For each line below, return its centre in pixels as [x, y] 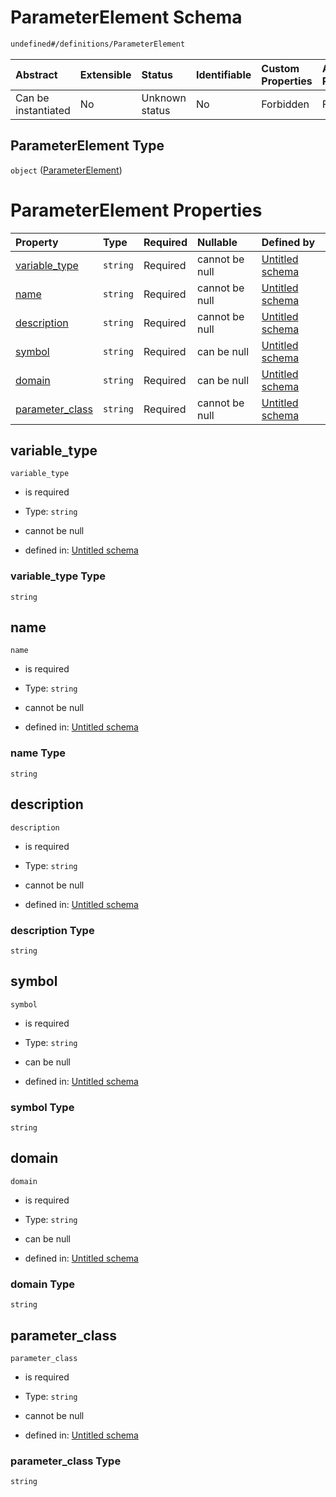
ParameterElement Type [87, 146]
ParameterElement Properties [136, 210]
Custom [280, 68]
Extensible [105, 74]
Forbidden [285, 104]
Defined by [288, 242]
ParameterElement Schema [126, 17]
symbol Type [42, 1107]
